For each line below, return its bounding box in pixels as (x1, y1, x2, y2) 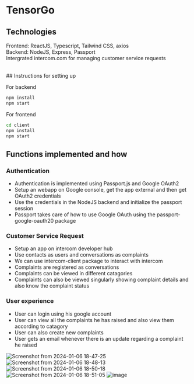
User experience (6, 297, 54, 305)
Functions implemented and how (6, 149, 128, 159)
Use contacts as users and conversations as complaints (14, 251, 149, 258)
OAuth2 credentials (14, 192, 61, 199)
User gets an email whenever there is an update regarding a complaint (14, 335, 184, 342)
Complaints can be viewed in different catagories (14, 270, 133, 277)
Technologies (6, 27, 57, 37)
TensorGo (6, 4, 55, 17)
